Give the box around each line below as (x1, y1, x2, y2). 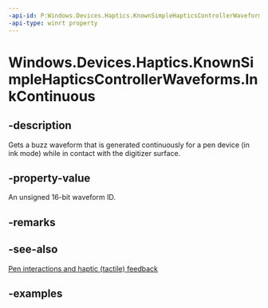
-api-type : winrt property (8, 19, 98, 27)
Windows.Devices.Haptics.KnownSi (8, 53, 254, 72)
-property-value (8, 171, 91, 185)
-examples (8, 287, 63, 300)
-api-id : (8, 11, 37, 20)
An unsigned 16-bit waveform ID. (8, 193, 116, 202)
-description (8, 119, 72, 132)
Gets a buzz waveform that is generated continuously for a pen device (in (8, 140, 250, 150)
